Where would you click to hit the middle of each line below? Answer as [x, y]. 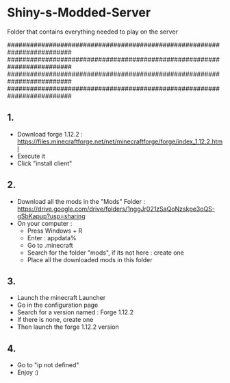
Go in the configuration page [57, 305]
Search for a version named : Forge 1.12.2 [75, 312]
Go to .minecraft [50, 245]
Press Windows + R [55, 231]
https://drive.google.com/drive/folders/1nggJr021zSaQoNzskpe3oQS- [116, 209]
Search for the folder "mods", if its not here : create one [106, 253]
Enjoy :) [28, 373]
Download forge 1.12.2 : [50, 134]
